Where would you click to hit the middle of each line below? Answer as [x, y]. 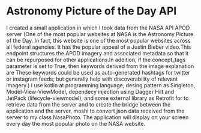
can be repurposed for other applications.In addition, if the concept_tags [96, 60]
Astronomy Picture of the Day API [91, 11]
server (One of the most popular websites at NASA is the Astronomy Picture [100, 34]
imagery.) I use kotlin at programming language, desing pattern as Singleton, [101, 85]
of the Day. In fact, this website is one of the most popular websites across [98, 40]
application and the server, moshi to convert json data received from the [95, 111]
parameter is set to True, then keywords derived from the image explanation [100, 66]
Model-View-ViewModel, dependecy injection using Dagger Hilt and [90, 91]
